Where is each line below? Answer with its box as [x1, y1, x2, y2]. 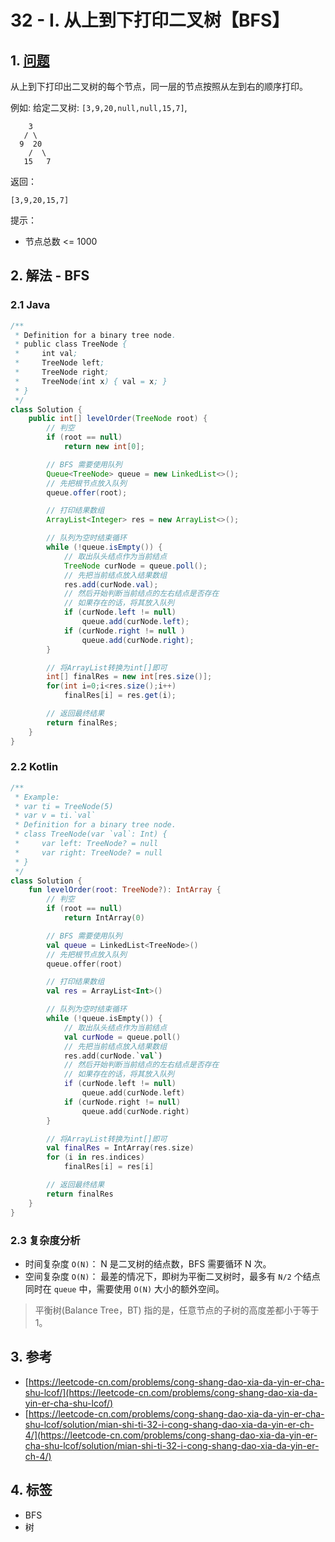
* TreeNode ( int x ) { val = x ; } [14, 376, 168, 386]
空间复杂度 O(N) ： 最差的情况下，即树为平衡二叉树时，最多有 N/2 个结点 [24, 1270, 321, 1282]
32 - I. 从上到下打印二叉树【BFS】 [10, 9, 290, 32]
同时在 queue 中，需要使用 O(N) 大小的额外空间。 [24, 1282, 225, 1295]
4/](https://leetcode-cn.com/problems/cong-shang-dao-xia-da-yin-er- [24, 1429, 318, 1441]
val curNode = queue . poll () [63, 1032, 182, 1042]
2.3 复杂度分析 [10, 1233, 81, 1247]
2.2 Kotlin [10, 760, 59, 774]
